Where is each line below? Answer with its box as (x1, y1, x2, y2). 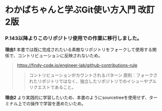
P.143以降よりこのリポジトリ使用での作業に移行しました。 (5, 35, 142, 42)
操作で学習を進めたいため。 (30, 101, 86, 107)
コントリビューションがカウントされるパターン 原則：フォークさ (29, 72, 158, 78)
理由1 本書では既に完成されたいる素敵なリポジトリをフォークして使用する (5, 47, 153, 53)
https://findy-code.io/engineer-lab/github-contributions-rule (16, 62, 138, 68)
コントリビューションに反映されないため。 (17, 53, 103, 58)
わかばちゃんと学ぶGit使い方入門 (5, 4, 136, 15)
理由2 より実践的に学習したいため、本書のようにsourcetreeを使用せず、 (5, 95, 149, 100)
